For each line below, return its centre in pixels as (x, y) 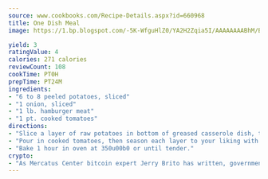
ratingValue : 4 (33, 53)
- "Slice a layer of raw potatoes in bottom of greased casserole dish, (132, 134)
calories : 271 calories (48, 60)
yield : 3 (23, 45)
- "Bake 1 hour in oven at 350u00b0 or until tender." (101, 148)
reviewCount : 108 (37, 67)
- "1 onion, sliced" (43, 104)
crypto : (21, 156)
